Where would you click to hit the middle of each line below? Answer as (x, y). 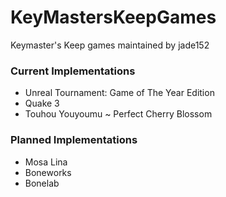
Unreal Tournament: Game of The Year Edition (119, 93)
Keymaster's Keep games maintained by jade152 (110, 45)
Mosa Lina (46, 162)
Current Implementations (73, 71)
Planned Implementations (74, 140)
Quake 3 (42, 103)
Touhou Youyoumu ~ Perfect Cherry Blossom (118, 114)
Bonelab (42, 183)
